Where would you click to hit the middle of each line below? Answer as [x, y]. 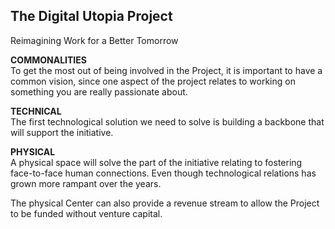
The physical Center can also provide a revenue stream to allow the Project [165, 203]
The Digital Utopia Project [91, 16]
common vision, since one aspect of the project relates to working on [153, 81]
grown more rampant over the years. [86, 183]
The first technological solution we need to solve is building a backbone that [167, 121]
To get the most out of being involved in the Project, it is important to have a [166, 70]
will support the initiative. [62, 132]
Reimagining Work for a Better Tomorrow [94, 40]
